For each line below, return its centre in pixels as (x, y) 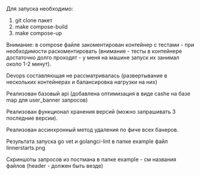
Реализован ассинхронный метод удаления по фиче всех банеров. (92, 130)
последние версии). (32, 118)
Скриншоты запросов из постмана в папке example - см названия (91, 159)
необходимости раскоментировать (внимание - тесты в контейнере (94, 51)
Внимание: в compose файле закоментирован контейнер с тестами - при (100, 45)
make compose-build (41, 27)
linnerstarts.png (26, 148)
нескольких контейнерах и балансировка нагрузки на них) (82, 82)
